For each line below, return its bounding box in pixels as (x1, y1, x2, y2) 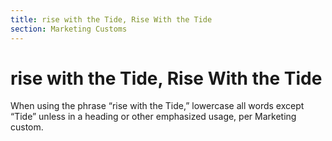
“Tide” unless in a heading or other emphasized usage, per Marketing (10, 111, 297, 123)
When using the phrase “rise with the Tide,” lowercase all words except (10, 100, 305, 112)
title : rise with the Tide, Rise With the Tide (10, 14, 213, 25)
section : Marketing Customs (10, 24, 128, 34)
